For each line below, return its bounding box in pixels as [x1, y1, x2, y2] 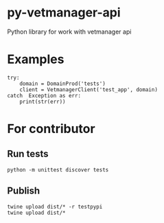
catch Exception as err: [7, 92, 81, 99]
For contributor [7, 121, 95, 137]
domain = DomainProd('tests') [19, 80, 106, 87]
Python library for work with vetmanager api [7, 27, 132, 36]
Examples [7, 51, 65, 67]
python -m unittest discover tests [7, 166, 109, 173]
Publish [7, 185, 40, 197]
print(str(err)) [19, 98, 67, 105]
